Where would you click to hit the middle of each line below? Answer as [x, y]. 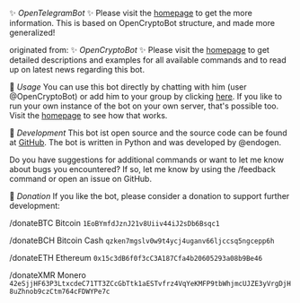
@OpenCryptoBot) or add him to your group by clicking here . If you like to [146, 96]
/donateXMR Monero [48, 275]
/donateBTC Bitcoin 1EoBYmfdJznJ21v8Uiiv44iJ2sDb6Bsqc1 [115, 223]
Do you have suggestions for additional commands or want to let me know [147, 160]
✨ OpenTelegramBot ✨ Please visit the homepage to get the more [131, 13]
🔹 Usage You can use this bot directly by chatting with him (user [128, 87]
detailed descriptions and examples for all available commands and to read [148, 60]
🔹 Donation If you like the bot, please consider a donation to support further [150, 196]
